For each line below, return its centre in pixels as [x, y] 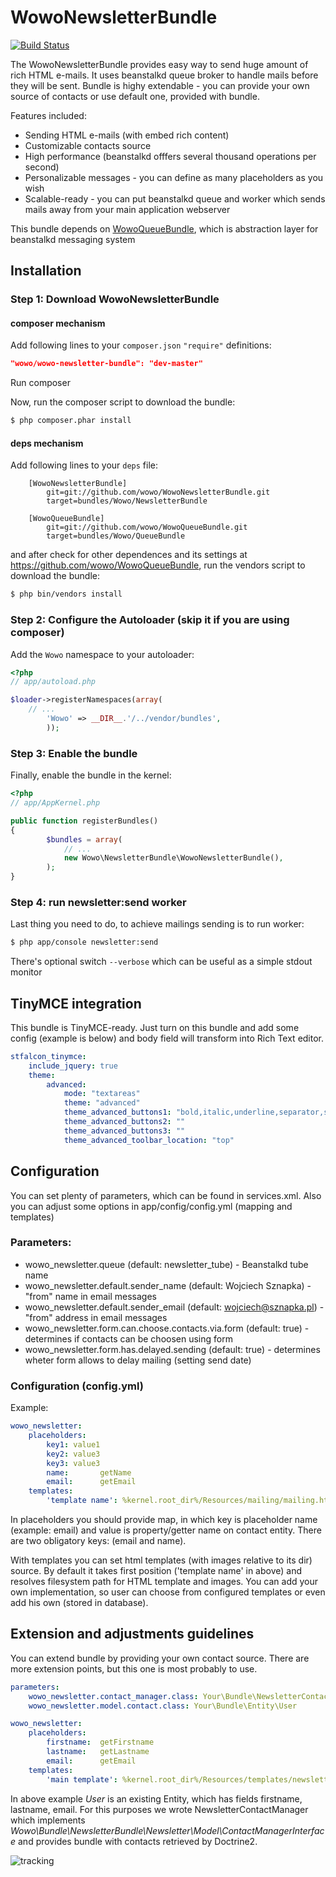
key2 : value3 [73, 1454]
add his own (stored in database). [79, 1603]
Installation [46, 271]
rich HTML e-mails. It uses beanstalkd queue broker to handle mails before [164, 75]
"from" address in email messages [96, 1317]
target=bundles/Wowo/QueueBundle [116, 536]
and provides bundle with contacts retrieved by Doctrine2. [138, 1841]
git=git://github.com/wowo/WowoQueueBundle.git [147, 527]
